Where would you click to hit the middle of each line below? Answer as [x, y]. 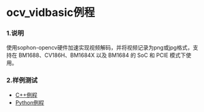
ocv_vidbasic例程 [51, 13]
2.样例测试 [22, 80]
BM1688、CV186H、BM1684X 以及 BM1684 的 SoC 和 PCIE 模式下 [102, 55]
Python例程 [30, 102]
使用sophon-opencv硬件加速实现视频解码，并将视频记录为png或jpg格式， [100, 48]
